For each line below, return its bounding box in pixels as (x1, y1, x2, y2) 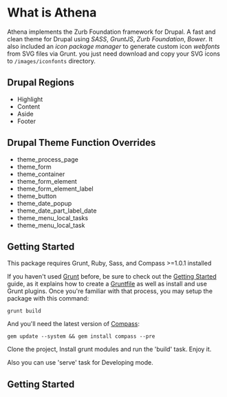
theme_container (17, 170, 65, 178)
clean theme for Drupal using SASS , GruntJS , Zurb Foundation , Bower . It (7, 34, 213, 43)
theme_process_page (17, 155, 79, 163)
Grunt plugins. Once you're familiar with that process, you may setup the (7, 287, 213, 295)
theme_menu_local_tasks (17, 213, 88, 222)
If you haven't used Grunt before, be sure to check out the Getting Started (7, 272, 217, 281)
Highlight (17, 95, 43, 103)
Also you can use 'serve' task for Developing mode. (7, 358, 153, 367)
